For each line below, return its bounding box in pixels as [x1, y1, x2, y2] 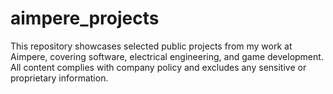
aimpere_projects [10, 7, 160, 30]
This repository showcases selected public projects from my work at [10, 40, 293, 52]
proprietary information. [10, 72, 109, 84]
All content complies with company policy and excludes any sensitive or [10, 61, 307, 73]
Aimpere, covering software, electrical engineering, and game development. [10, 50, 324, 62]
